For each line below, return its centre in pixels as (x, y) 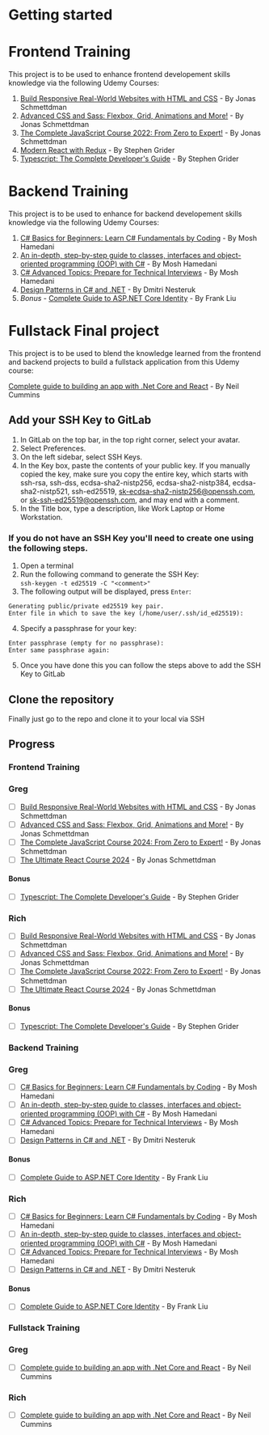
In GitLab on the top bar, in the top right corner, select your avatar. (130, 439)
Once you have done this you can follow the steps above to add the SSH (140, 666)
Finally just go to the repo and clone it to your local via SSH (107, 718)
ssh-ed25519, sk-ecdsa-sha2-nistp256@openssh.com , (164, 491)
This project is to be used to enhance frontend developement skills (120, 74)
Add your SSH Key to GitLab (80, 420)
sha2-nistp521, (45, 491)
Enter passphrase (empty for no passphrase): (86, 643)
